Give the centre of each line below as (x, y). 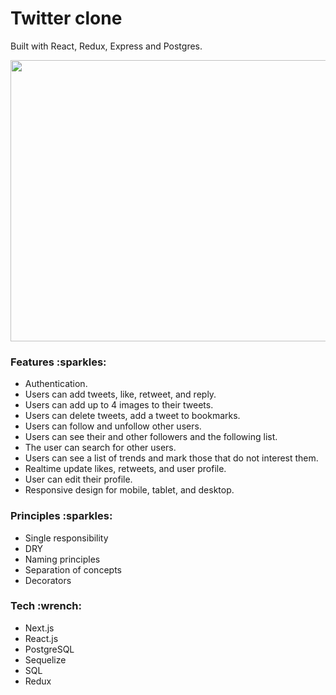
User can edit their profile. (78, 479)
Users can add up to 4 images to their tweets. (119, 405)
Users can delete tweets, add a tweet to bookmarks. (132, 416)
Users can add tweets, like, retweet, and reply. (120, 394)
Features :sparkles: (58, 362)
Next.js (39, 628)
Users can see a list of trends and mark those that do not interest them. (171, 458)
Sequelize (45, 659)
